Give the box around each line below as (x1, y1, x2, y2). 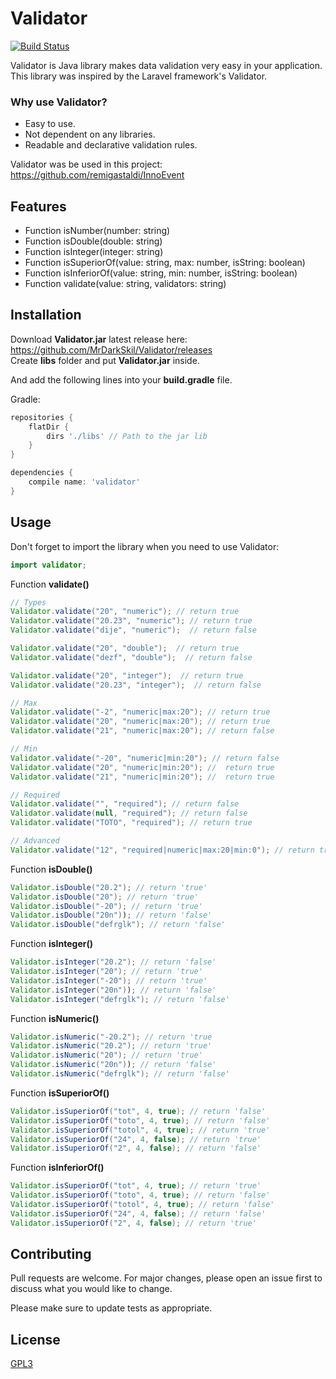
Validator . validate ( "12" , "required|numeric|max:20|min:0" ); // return (10, 845, 315, 855)
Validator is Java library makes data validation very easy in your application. (10, 59, 323, 71)
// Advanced (10, 836, 60, 846)
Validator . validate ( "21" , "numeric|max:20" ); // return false (10, 726, 275, 736)
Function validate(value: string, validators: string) (24, 278, 227, 290)
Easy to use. (24, 118, 76, 130)
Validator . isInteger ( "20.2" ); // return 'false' (10, 957, 217, 967)
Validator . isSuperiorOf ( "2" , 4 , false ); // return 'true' (10, 1218, 257, 1228)
